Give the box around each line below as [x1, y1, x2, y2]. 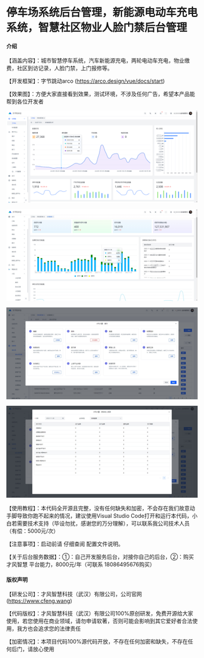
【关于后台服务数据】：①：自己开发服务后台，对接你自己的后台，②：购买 [6, 553, 194, 561]
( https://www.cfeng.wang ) [6, 597, 73, 605]
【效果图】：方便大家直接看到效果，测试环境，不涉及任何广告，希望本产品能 [6, 91, 195, 98]
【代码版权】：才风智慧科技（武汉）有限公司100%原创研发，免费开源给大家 [6, 610, 194, 617]
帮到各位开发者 [6, 98, 44, 105]
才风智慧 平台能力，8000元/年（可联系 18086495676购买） [6, 561, 155, 568]
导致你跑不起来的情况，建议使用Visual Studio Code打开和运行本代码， [16, 512, 192, 519]
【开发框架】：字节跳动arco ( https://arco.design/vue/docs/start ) [6, 77, 165, 85]
